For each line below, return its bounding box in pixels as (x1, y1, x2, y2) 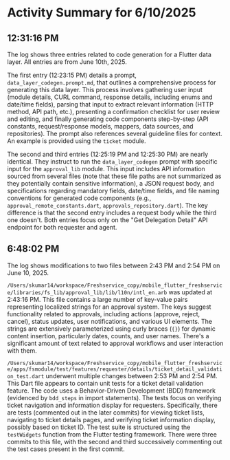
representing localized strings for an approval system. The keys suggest (7, 303, 211, 311)
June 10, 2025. (7, 268, 49, 276)
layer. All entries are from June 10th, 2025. (7, 58, 127, 66)
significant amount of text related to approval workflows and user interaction (7, 339, 224, 347)
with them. (7, 346, 37, 355)
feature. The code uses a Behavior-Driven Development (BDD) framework (7, 386, 216, 395)
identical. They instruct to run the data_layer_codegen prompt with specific (7, 157, 218, 166)
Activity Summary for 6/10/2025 (7, 5, 196, 21)
